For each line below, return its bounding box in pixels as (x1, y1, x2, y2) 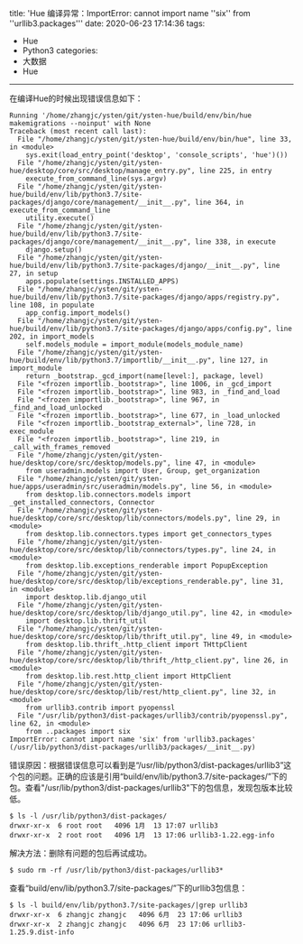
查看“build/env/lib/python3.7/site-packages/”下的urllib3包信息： (9, 883, 248, 893)
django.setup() (25, 245, 83, 255)
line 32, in (231, 688, 277, 697)
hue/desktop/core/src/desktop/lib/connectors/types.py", (9, 545, 228, 554)
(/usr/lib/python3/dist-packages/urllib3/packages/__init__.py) (9, 743, 256, 752)
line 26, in (243, 656, 289, 665)
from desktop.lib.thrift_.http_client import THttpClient (25, 640, 248, 649)
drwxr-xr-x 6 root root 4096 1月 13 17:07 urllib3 (9, 821, 218, 830)
